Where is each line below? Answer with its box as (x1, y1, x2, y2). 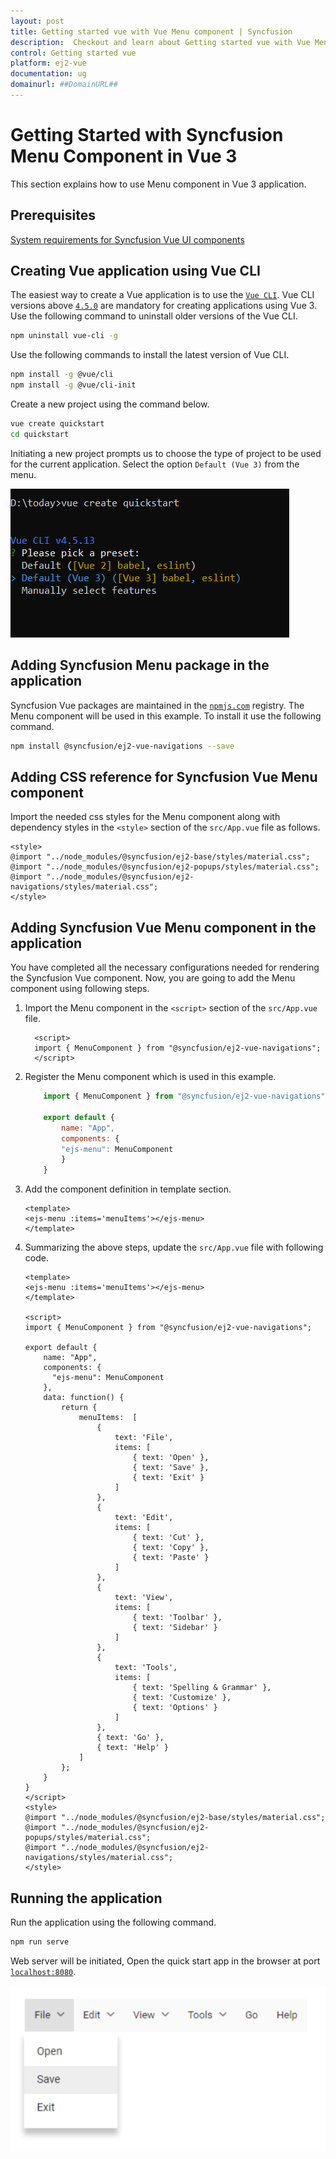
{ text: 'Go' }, (96, 1733, 165, 1743)
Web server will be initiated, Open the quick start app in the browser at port (10, 1955, 321, 1967)
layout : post (10, 16, 65, 26)
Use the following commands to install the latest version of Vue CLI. (10, 349, 290, 361)
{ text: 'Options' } (132, 1703, 218, 1713)
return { (61, 1403, 98, 1413)
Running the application (10, 1890, 163, 1907)
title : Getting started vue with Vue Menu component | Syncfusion (10, 26, 293, 37)
